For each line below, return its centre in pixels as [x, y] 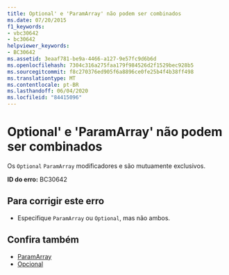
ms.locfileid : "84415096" [44, 98]
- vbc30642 [23, 33]
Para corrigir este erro [56, 201]
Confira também [43, 240]
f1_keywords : [26, 26]
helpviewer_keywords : [39, 46]
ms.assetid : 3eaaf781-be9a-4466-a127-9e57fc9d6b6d [82, 59]
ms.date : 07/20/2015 [37, 20]
